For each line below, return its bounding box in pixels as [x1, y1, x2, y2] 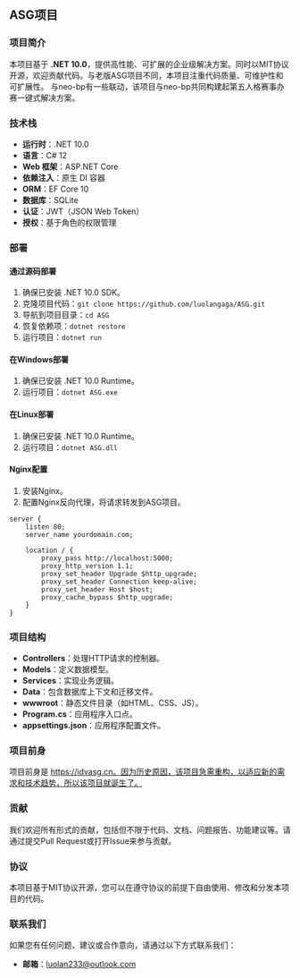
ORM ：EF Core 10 [21, 183, 89, 194]
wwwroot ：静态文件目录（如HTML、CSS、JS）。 [21, 698, 204, 709]
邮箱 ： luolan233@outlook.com [21, 959, 137, 970]
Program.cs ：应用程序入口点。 [21, 709, 137, 719]
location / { [25, 546, 74, 555]
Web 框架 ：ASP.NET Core [21, 161, 119, 172]
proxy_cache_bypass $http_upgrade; [41, 592, 174, 601]
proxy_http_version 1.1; [41, 561, 134, 570]
